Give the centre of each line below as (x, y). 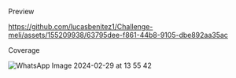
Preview (21, 11)
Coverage (24, 50)
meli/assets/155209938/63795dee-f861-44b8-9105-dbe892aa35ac (118, 35)
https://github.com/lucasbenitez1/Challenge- (81, 26)
